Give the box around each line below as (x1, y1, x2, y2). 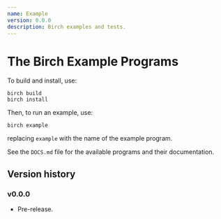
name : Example (7, 10, 49, 17)
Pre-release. (17, 205, 54, 213)
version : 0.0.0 (7, 17, 52, 24)
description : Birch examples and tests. (7, 23, 127, 30)
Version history (7, 168, 76, 180)
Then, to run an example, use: (7, 108, 93, 117)
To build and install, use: (7, 76, 77, 85)
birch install (7, 96, 49, 104)
